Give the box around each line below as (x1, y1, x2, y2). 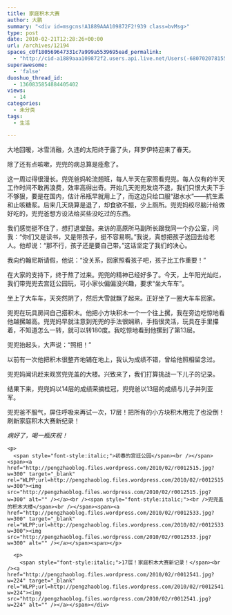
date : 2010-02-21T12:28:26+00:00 (7, 36, 104, 43)
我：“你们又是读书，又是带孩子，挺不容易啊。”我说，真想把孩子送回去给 (7, 232, 209, 240)
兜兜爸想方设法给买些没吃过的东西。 (30, 209, 135, 218)
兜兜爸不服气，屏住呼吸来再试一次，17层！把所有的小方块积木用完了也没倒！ (7, 408, 225, 416)
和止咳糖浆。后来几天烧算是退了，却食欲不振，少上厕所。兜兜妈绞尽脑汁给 (7, 200, 219, 209)
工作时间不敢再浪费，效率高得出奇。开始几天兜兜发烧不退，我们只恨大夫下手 (7, 183, 225, 191)
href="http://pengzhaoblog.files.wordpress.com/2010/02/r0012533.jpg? (7, 509, 215, 516)
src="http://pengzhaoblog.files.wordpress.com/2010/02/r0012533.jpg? (7, 533, 212, 540)
